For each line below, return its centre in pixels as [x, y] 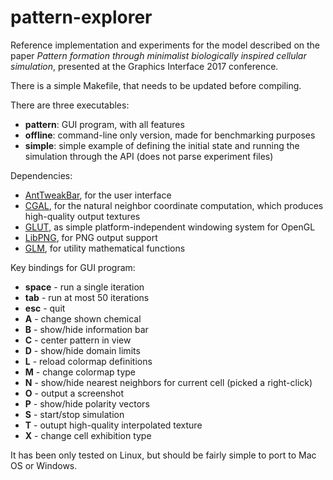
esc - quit [45, 308]
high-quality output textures [82, 216]
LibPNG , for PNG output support [91, 237]
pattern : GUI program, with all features [104, 124]
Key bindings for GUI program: [73, 267]
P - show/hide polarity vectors [87, 403]
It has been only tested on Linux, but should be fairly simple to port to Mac [163, 455]
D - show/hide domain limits [82, 350]
